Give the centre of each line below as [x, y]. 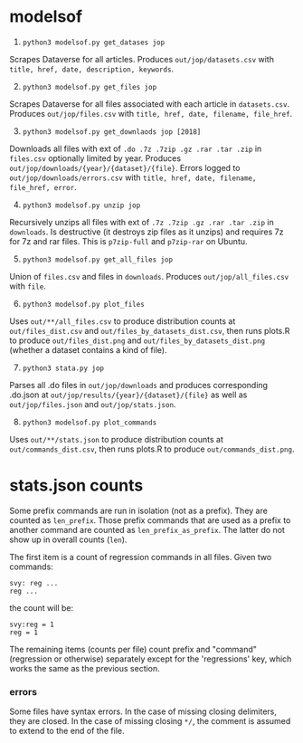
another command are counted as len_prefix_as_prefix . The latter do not [147, 529]
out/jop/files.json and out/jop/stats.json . [93, 404]
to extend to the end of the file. [67, 731]
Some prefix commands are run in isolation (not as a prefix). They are [139, 510]
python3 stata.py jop [63, 368]
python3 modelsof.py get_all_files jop [98, 260]
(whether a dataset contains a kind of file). [88, 349]
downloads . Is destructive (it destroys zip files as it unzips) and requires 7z [147, 232]
